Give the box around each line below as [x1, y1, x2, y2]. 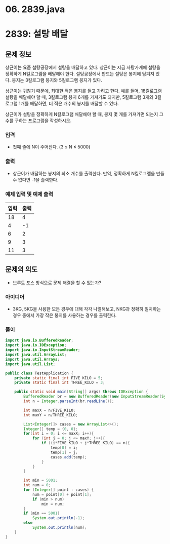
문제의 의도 [5, 265, 38, 274]
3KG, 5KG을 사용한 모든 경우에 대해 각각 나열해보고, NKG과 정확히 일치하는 [12, 306, 161, 312]
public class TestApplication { [5, 371, 73, 376]
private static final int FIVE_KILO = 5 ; [14, 375, 103, 380]
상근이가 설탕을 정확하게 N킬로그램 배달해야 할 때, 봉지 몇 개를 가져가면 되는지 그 [5, 111, 163, 118]
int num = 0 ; [23, 483, 51, 488]
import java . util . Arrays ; [5, 357, 60, 362]
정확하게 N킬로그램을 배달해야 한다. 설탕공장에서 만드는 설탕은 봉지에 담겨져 [5, 71, 155, 77]
